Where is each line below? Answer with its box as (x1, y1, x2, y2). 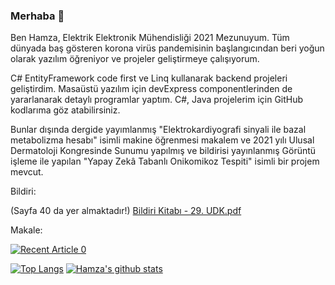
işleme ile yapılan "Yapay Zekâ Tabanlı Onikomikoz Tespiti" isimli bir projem (10, 155, 320, 168)
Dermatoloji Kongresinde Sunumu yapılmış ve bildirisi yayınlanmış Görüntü (10, 145, 317, 157)
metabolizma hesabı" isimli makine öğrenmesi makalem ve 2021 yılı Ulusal (10, 134, 315, 146)
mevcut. (10, 166, 44, 178)
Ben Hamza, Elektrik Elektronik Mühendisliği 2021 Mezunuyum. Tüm (10, 32, 290, 44)
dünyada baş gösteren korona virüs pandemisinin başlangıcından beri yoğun (10, 42, 325, 54)
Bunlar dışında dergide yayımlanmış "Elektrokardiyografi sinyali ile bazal (10, 124, 307, 136)
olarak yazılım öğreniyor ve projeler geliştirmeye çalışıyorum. (10, 53, 260, 65)
